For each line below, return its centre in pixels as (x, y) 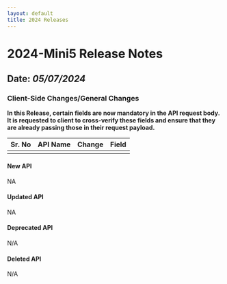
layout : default (30, 13)
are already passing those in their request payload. (81, 128)
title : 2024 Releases (38, 20)
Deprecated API (30, 228)
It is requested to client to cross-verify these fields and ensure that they (111, 120)
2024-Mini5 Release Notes (85, 54)
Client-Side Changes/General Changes (73, 98)
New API (19, 166)
